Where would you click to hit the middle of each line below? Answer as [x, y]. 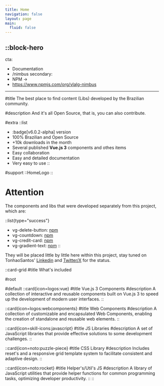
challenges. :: [19, 339]
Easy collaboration [31, 152]
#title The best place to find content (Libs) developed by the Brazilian [75, 98]
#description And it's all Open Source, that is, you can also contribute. [75, 113]
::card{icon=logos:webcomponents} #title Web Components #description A [81, 308]
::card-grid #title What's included [38, 270]
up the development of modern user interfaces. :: [54, 299]
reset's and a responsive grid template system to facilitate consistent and [79, 353]
